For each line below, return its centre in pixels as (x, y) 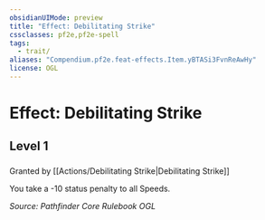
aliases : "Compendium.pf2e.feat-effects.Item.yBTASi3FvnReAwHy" (133, 60)
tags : (19, 43)
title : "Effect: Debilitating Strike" (82, 26)
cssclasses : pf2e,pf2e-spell (64, 34)
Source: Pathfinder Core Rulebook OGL (83, 206)
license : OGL (34, 69)
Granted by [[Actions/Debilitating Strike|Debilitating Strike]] (120, 171)
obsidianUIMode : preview (56, 18)
